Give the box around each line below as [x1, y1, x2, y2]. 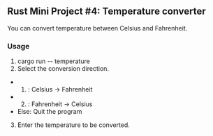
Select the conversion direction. [17, 65, 110, 73]
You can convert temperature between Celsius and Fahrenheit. [7, 24, 188, 32]
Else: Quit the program [17, 108, 82, 116]
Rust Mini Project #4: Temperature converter [7, 6, 206, 17]
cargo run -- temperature [17, 57, 91, 65]
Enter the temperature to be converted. [17, 121, 131, 129]
